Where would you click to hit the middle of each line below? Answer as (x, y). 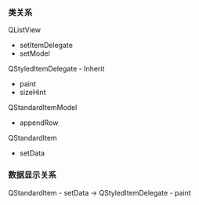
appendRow (39, 123)
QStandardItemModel (43, 108)
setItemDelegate (46, 46)
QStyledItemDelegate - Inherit (56, 69)
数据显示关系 (33, 175)
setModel (35, 53)
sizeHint (33, 93)
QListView (25, 30)
